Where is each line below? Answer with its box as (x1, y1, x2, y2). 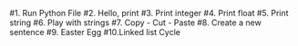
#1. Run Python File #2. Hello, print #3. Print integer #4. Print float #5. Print (9, 8, 289, 18)
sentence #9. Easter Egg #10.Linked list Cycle (9, 27, 180, 37)
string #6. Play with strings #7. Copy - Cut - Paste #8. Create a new (9, 17, 262, 28)
